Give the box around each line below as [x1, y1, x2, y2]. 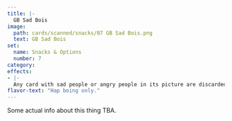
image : [7, 23, 26, 30]
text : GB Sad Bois [13, 36, 67, 43]
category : [7, 62, 36, 68]
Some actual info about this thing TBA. [7, 106, 117, 115]
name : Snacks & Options [13, 49, 81, 56]
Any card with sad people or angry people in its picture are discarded [13, 81, 227, 88]
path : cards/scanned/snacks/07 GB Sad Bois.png [13, 29, 153, 37]
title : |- [7, 10, 36, 17]
